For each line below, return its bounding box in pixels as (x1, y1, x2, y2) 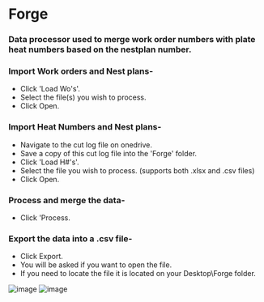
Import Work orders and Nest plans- (8, 66, 154, 77)
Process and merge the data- (8, 194, 126, 206)
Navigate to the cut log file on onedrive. (19, 139, 152, 150)
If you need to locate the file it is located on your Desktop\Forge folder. (19, 269, 257, 279)
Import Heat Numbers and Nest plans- (8, 121, 162, 133)
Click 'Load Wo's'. (19, 84, 81, 94)
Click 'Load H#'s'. (19, 157, 79, 167)
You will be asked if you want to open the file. (19, 260, 172, 270)
